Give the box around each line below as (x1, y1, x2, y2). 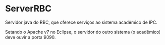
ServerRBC (5, 3, 52, 14)
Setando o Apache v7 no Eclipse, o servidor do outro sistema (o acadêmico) (5, 29, 161, 35)
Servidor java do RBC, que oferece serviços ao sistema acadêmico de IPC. (5, 19, 158, 25)
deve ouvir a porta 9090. (5, 34, 56, 40)
